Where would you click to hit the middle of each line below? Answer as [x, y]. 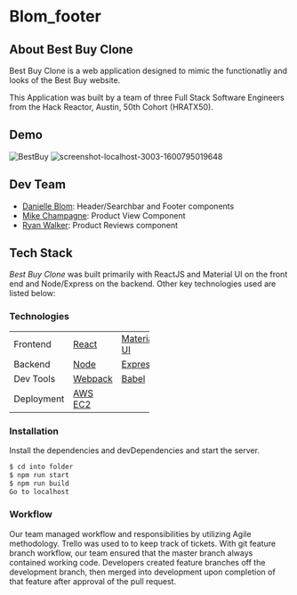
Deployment [39, 399]
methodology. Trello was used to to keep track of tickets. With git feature [143, 543]
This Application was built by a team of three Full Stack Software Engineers [147, 97]
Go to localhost [39, 492]
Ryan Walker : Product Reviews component [100, 225]
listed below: [32, 293]
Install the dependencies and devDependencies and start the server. [135, 450]
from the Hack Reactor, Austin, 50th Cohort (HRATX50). [111, 107]
